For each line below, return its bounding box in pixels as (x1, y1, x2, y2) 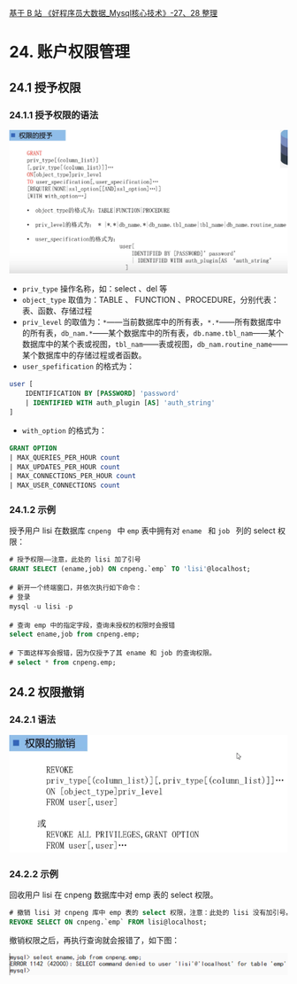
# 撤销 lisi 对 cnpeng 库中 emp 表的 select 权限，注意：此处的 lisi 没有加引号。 (9, 909, 293, 918)
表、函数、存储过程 (21, 306, 93, 316)
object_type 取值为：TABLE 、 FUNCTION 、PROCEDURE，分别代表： (21, 295, 280, 306)
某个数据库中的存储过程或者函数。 (21, 350, 147, 360)
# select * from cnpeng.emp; (9, 658, 117, 667)
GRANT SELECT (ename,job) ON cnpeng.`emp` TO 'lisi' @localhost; (9, 565, 251, 574)
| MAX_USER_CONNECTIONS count (9, 481, 121, 490)
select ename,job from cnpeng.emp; (9, 630, 141, 639)
